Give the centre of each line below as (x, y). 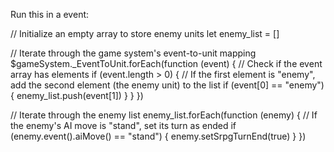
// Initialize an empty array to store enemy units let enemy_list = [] (145, 33)
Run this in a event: (50, 14)
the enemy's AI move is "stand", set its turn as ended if (123, 125)
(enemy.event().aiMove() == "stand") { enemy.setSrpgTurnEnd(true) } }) (158, 136)
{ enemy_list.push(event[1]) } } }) (77, 95)
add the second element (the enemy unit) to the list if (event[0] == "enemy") (167, 85)
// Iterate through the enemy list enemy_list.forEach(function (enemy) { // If (164, 115)
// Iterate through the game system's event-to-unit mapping (133, 53)
